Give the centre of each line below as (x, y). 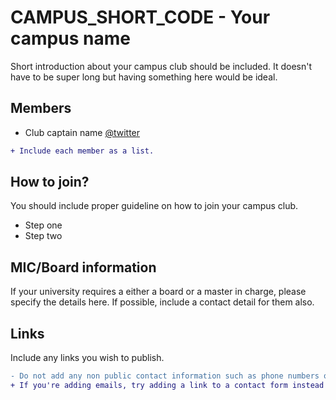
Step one (43, 225)
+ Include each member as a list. (82, 151)
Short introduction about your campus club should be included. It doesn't (161, 66)
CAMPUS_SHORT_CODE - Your (140, 17)
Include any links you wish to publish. (87, 358)
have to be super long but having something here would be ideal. (144, 77)
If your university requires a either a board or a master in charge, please (158, 292)
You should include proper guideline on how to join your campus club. (154, 206)
